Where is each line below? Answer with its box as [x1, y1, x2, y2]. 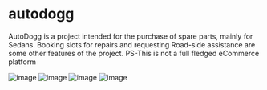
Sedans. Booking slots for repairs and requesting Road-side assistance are [8, 39, 256, 49]
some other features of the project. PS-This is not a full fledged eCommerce [8, 48, 260, 58]
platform [8, 57, 36, 67]
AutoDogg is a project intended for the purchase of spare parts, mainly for [8, 31, 253, 41]
